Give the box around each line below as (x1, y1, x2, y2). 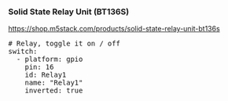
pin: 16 (24, 63, 54, 72)
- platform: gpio (16, 55, 83, 64)
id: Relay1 (24, 70, 67, 80)
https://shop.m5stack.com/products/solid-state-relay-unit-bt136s (8, 24, 220, 34)
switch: (8, 47, 38, 56)
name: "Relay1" (24, 78, 83, 88)
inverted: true (24, 86, 83, 96)
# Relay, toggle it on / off (8, 39, 120, 49)
